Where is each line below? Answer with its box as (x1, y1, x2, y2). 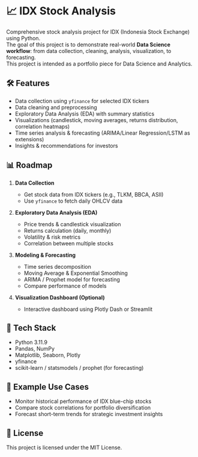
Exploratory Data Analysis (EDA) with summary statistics (14, 110, 155, 117)
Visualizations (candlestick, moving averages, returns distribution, (14, 116, 178, 123)
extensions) (14, 135, 44, 143)
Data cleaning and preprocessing (14, 103, 97, 111)
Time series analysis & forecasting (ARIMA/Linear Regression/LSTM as (14, 129, 190, 136)
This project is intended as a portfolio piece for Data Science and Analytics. (6, 60, 193, 67)
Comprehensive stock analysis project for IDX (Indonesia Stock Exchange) (6, 28, 190, 35)
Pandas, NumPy (14, 345, 55, 352)
